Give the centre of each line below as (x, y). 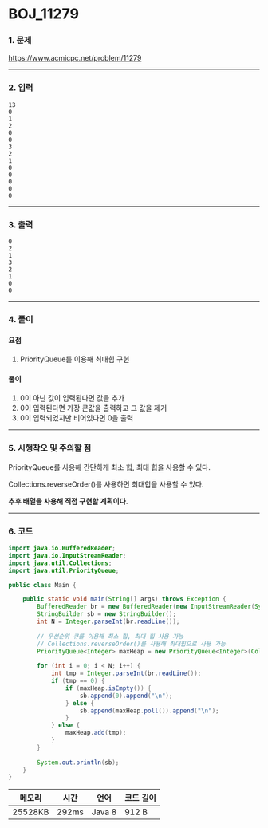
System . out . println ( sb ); (78, 763)
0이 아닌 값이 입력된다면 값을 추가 (72, 398)
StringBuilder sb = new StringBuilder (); (107, 614)
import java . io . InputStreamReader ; (67, 555)
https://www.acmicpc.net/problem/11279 (75, 58)
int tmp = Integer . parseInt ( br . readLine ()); (126, 674)
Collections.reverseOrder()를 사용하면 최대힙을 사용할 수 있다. (106, 484)
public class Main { (43, 585)
